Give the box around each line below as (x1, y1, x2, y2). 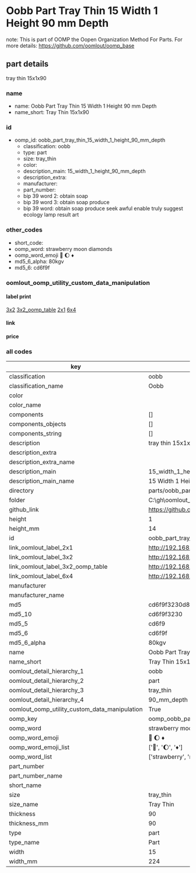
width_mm (9, 857, 38, 865)
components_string (9, 429, 62, 438)
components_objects (9, 420, 66, 428)
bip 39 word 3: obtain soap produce (23, 199, 110, 206)
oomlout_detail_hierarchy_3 (9, 686, 84, 695)
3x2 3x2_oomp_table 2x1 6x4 (6, 306, 76, 313)
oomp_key (9, 715, 38, 723)
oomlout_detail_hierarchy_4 (9, 696, 84, 704)
